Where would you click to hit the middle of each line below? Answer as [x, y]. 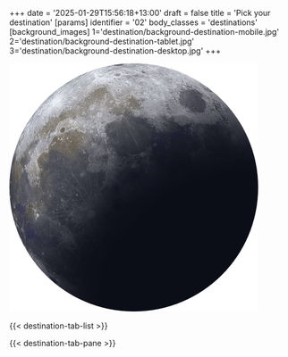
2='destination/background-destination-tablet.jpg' [102, 41]
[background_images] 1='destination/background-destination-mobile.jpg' [144, 32]
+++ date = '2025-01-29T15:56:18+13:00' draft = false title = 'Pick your [140, 13]
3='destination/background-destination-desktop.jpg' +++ [115, 51]
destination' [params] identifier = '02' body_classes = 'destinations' [133, 22]
